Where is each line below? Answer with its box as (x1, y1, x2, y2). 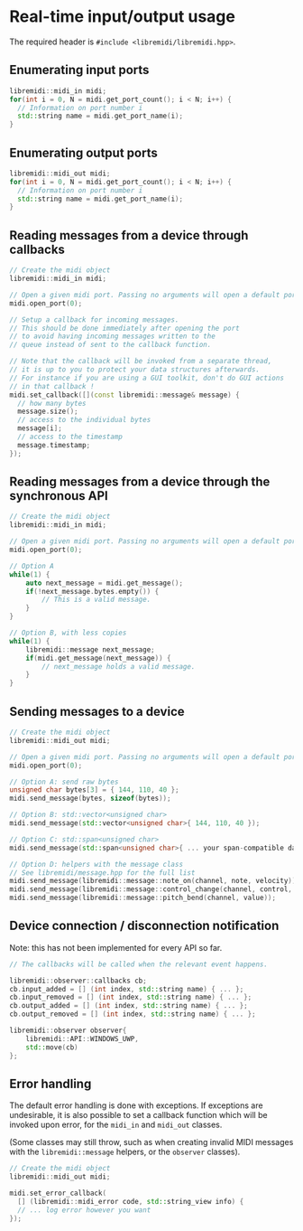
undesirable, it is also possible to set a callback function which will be (9, 1110, 268, 1121)
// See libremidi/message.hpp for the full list (9, 868, 196, 878)
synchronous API (9, 488, 108, 503)
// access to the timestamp (17, 432, 124, 441)
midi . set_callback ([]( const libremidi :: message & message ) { (9, 390, 241, 399)
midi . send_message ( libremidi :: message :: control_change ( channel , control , (9, 885, 293, 894)
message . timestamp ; (17, 440, 91, 449)
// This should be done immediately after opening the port (9, 324, 241, 333)
